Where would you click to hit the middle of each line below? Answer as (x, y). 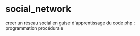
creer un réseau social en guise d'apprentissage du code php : (70, 23)
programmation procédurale (34, 28)
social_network (38, 9)
